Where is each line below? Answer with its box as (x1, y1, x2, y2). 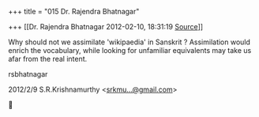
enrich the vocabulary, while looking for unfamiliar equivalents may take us (8, 46, 252, 55)
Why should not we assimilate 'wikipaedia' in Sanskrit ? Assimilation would (8, 37, 251, 47)
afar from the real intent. (8, 55, 88, 63)
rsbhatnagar (8, 70, 48, 78)
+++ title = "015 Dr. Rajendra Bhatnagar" (8, 7, 140, 16)
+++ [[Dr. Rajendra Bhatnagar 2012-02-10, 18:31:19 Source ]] (8, 22, 204, 31)
